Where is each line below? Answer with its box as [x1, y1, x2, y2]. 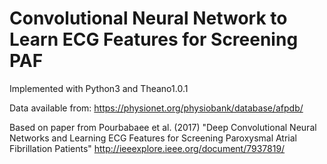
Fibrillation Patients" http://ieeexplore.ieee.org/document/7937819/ [9, 142, 286, 154]
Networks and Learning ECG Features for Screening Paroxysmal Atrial [9, 132, 298, 144]
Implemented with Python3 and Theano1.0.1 [9, 82, 189, 94]
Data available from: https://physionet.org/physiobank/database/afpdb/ [9, 102, 304, 114]
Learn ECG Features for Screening [9, 28, 299, 51]
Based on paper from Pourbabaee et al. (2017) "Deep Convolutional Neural [9, 121, 317, 133]
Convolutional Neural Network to [9, 7, 288, 30]
